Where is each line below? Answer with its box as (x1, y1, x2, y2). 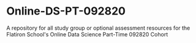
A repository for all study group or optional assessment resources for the (6, 24, 190, 31)
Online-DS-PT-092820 (6, 4, 126, 18)
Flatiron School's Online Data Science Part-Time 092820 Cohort (6, 30, 168, 38)
